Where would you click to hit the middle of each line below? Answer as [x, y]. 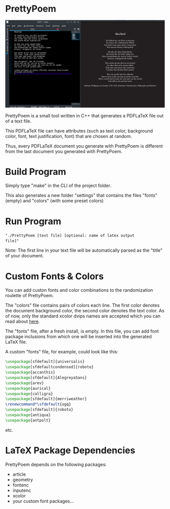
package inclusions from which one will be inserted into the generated [78, 337]
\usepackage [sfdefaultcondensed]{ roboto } [50, 367]
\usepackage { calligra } [29, 394]
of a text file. [18, 121]
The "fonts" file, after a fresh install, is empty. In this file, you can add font [82, 331]
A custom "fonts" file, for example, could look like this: [62, 352]
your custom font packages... [43, 501]
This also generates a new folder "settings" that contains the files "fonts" [81, 196]
